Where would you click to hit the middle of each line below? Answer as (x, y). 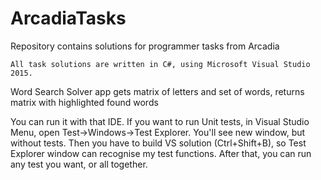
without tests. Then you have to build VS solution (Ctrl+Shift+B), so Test (158, 143)
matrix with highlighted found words (84, 102)
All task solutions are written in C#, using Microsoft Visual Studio (160, 64)
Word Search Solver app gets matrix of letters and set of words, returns (157, 91)
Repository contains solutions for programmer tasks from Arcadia (145, 46)
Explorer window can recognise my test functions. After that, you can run (161, 153)
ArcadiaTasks (68, 18)
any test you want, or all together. (79, 164)
